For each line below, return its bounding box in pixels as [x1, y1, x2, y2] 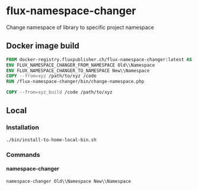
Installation [6, 123, 40, 131]
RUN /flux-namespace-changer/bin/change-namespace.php [6, 79, 145, 85]
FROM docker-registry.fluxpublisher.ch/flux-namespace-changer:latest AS [6, 56, 193, 63]
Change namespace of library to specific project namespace [6, 24, 154, 31]
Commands [6, 150, 40, 159]
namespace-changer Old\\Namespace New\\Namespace [6, 178, 132, 184]
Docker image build [6, 41, 79, 51]
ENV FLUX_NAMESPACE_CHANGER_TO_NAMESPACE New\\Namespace [6, 67, 150, 73]
